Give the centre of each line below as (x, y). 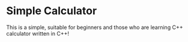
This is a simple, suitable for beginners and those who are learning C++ (95, 27)
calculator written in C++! (38, 33)
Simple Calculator (52, 11)
